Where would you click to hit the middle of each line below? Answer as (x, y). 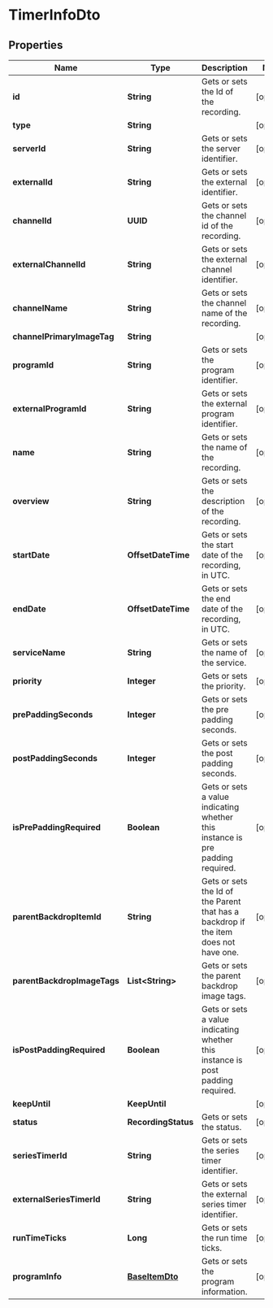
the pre (215, 709)
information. (225, 1292)
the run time (225, 1238)
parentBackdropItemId (57, 917)
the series (221, 1150)
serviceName (39, 652)
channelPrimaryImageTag (63, 337)
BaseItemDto (153, 1276)
